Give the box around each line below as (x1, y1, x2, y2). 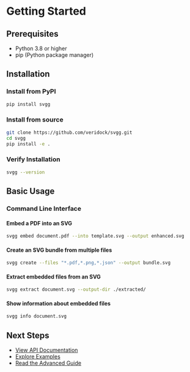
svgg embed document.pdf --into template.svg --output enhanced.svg (6, 233, 185, 239)
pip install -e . (6, 140, 51, 147)
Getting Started (6, 4, 87, 18)
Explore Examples (15, 353, 61, 360)
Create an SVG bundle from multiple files (6, 246, 112, 253)
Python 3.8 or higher (15, 45, 67, 52)
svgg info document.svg (6, 313, 67, 319)
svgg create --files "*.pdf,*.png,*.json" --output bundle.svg (6, 260, 171, 266)
